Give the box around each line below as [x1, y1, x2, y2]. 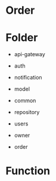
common [14, 97, 36, 105]
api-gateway [14, 51, 45, 58]
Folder [5, 31, 38, 45]
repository [14, 109, 40, 116]
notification [14, 74, 42, 81]
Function [5, 164, 51, 178]
